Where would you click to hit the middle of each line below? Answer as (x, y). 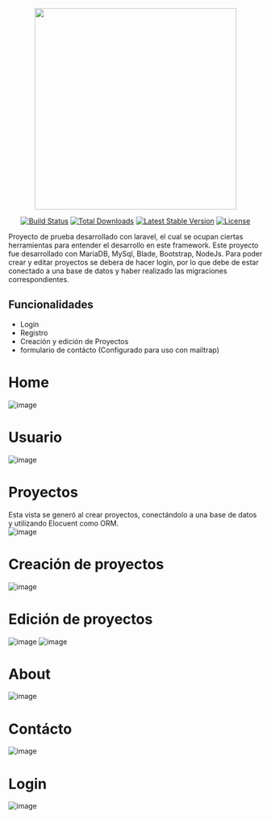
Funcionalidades (51, 305)
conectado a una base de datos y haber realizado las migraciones (118, 271)
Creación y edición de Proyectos (74, 341)
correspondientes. (39, 279)
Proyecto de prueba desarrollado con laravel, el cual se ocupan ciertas (126, 237)
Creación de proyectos (86, 564)
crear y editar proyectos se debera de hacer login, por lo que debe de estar (134, 262)
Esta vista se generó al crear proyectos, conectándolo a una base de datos (133, 514)
